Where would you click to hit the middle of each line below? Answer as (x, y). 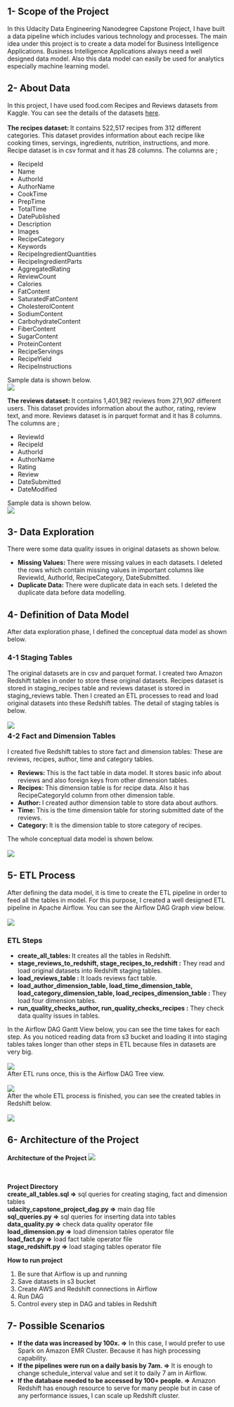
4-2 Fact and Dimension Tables (61, 736)
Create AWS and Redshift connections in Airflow (87, 1289)
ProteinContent (39, 343)
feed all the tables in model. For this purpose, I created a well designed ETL (116, 900)
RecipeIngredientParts (50, 261)
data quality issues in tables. (59, 1016)
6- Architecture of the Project (73, 1140)
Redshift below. (30, 1103)
